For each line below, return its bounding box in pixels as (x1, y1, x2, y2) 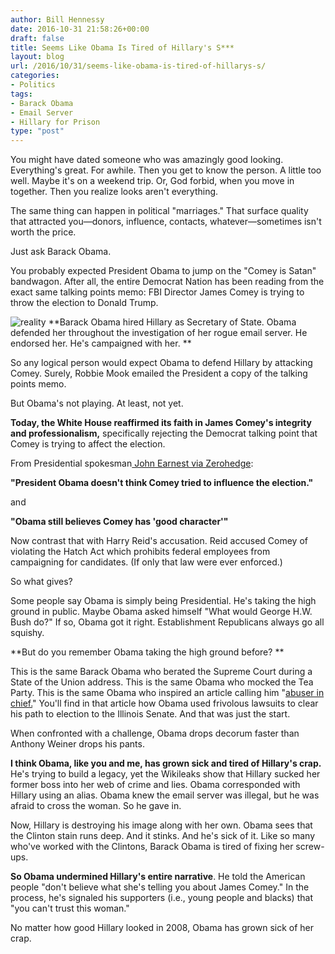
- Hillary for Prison (10, 117, 101, 127)
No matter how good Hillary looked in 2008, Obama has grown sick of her (10, 922, 315, 934)
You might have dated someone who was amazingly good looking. (10, 154, 284, 166)
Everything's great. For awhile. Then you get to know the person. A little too (10, 164, 322, 176)
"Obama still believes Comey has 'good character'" (10, 516, 229, 528)
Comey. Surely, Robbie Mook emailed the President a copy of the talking (10, 367, 308, 380)
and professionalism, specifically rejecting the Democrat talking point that (10, 427, 318, 440)
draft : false (10, 33, 65, 43)
